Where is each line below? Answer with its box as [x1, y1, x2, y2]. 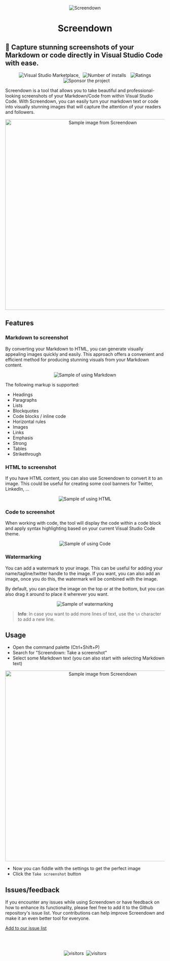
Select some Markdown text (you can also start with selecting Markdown [12, 655, 165, 661]
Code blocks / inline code [12, 413, 66, 419]
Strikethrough [12, 451, 41, 457]
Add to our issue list [5, 925, 47, 932]
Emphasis [12, 435, 33, 441]
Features [5, 319, 34, 327]
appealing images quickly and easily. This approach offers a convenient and [5, 351, 164, 357]
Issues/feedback [5, 885, 60, 894]
